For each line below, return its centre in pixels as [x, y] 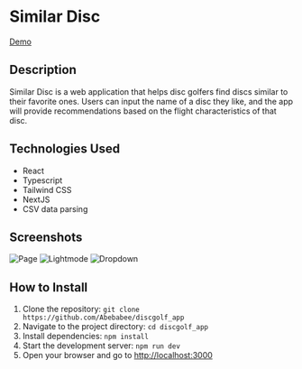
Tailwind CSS [47, 189]
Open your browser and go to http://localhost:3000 [118, 355]
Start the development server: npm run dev [101, 346]
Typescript [42, 180]
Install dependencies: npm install [85, 337]
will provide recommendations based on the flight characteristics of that [143, 111]
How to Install [49, 287]
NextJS [36, 199]
